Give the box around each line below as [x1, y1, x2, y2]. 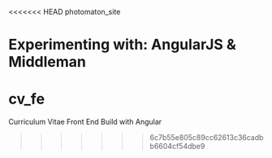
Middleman [8, 53, 87, 72]
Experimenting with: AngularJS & [8, 36, 237, 54]
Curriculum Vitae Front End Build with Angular [8, 117, 162, 127]
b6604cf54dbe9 [149, 142, 205, 151]
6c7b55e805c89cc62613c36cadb [149, 133, 264, 143]
